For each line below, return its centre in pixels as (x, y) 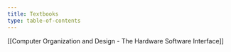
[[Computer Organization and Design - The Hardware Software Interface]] (116, 41)
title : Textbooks (33, 14)
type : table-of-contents (44, 21)
